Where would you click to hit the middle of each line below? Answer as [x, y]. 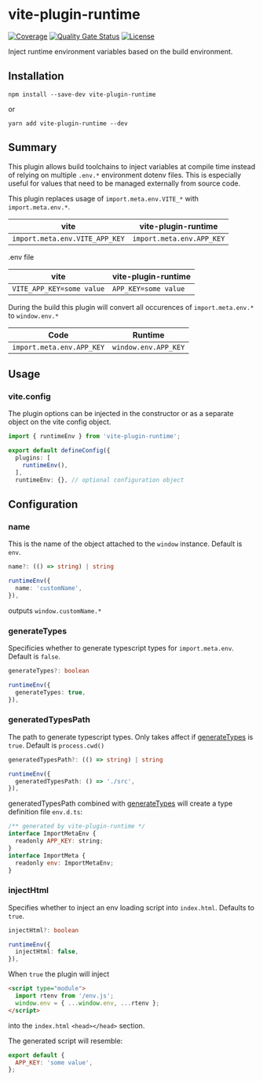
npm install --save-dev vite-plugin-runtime [82, 94]
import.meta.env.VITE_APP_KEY [69, 238]
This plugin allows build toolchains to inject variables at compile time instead [132, 166]
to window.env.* [33, 315]
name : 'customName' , [49, 588]
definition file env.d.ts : [45, 812]
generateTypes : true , [51, 692]
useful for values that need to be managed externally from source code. [124, 183]
